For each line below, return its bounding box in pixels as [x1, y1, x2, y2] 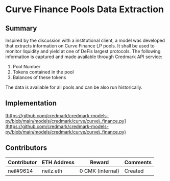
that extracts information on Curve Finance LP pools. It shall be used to [5, 43, 155, 49]
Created [124, 167, 144, 174]
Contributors [5, 144, 47, 152]
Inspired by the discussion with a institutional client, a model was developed [5, 37, 165, 43]
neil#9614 [8, 167, 33, 174]
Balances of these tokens [12, 74, 66, 80]
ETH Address [41, 159, 75, 166]
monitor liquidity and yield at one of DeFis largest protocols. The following [5, 48, 161, 54]
